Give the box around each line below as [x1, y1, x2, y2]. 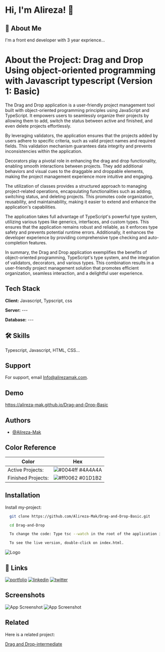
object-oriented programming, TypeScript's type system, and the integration [5, 254, 160, 260]
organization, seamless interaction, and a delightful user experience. [5, 270, 144, 276]
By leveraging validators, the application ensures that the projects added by [5, 133, 158, 138]
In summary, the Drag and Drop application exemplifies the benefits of [5, 249, 147, 255]
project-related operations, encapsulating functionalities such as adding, [5, 188, 152, 194]
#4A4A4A [79, 466, 102, 473]
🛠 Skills [5, 332, 30, 340]
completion [5, 240, 28, 245]
